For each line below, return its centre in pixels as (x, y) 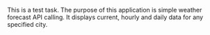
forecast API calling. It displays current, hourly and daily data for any (105, 17)
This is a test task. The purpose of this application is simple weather (105, 10)
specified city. (27, 24)
